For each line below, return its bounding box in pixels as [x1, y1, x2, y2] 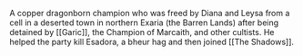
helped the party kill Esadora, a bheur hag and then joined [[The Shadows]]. [9, 36, 294, 47]
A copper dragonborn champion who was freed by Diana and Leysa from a [9, 8, 290, 18]
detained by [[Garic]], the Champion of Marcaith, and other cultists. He [9, 27, 275, 37]
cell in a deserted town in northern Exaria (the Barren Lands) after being [9, 17, 279, 28]
